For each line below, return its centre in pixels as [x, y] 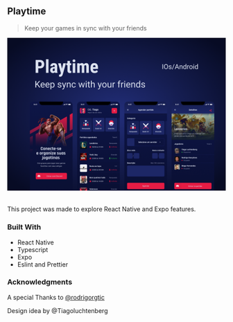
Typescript [33, 249]
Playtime [27, 11]
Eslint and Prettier [42, 264]
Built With [24, 227]
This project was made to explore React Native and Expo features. [102, 209]
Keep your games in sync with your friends [85, 28]
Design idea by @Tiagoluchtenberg [58, 310]
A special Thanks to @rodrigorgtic [56, 297]
